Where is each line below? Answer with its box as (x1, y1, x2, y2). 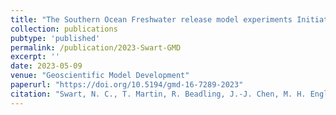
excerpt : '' (10, 52, 60, 62)
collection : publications (10, 24, 118, 34)
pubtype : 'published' (10, 33, 101, 43)
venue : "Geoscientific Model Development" (10, 71, 190, 81)
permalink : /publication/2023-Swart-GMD (10, 42, 182, 53)
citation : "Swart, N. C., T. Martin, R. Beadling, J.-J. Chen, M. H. (10, 89, 307, 99)
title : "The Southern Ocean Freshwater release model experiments (10, 14, 293, 25)
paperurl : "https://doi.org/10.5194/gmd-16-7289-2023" (10, 80, 244, 90)
